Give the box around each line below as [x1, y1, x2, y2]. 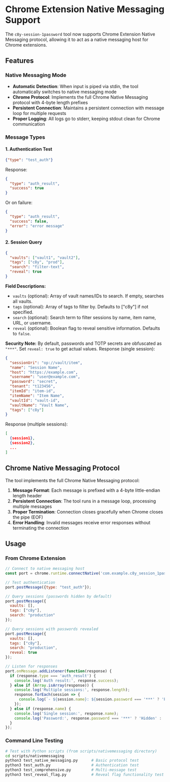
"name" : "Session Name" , [10, 365, 62, 370]
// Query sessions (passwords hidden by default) [5, 594, 112, 599]
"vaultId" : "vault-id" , [10, 398, 60, 403]
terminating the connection [12, 525, 69, 531]
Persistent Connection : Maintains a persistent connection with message [12, 105, 164, 111]
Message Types [5, 133, 46, 140]
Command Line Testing [5, 737, 63, 744]
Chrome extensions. [5, 42, 47, 48]
